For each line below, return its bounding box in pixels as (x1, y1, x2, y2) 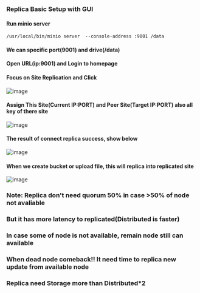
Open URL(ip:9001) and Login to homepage (6, 60, 118, 67)
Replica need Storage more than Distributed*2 (6, 278, 146, 287)
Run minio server (6, 20, 50, 27)
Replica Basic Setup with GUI (6, 5, 94, 13)
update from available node (6, 263, 89, 271)
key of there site (6, 108, 49, 115)
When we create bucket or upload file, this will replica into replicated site (6, 163, 195, 170)
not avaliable (6, 199, 46, 207)
